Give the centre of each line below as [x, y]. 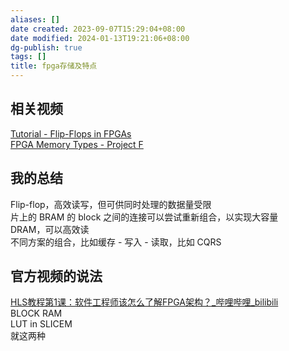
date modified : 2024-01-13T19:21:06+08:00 [100, 38]
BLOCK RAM [36, 313]
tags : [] [28, 57]
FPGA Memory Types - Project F [77, 144]
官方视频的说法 [56, 276]
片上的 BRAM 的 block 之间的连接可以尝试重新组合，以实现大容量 [144, 217]
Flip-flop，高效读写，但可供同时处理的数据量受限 [111, 204]
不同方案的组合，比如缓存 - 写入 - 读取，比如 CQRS [116, 242]
